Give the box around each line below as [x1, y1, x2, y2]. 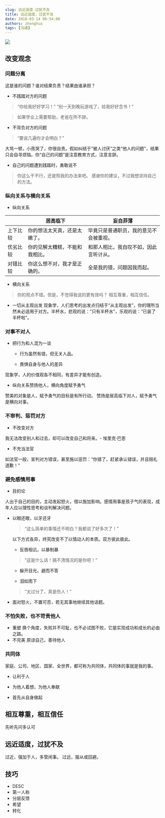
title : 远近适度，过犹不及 [5, 12, 54, 17]
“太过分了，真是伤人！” [24, 588, 72, 594]
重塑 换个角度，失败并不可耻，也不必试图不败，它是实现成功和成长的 [12, 625, 151, 631]
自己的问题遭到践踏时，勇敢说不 [12, 162, 77, 168]
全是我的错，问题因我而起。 [88, 264, 152, 271]
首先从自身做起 [12, 694, 43, 700]
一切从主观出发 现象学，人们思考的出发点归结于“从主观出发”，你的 [12, 302, 147, 309]
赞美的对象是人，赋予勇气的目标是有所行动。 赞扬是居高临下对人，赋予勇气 [5, 393, 157, 399]
